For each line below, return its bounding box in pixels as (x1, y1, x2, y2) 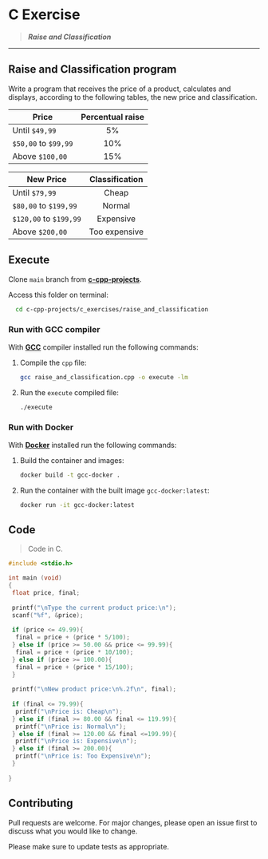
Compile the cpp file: (19, 358, 87, 367)
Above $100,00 (12, 150, 68, 161)
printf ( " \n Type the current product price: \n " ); (11, 604, 177, 612)
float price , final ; (11, 588, 81, 596)
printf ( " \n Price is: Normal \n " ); (15, 722, 127, 730)
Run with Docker (8, 422, 74, 433)
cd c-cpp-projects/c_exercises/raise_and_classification (15, 305, 209, 313)
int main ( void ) (8, 574, 62, 582)
